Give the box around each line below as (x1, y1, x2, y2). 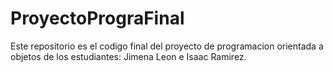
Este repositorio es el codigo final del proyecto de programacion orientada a (10, 40, 324, 52)
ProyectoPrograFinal (10, 7, 185, 30)
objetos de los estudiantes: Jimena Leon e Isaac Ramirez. (10, 50, 247, 62)
